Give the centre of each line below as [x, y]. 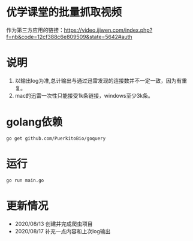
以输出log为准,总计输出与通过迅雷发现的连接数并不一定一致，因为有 [98, 80]
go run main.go [25, 180]
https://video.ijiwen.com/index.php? [108, 30]
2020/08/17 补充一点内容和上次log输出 [63, 231]
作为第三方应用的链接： [35, 30]
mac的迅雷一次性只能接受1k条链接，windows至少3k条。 [84, 95]
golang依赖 [34, 122]
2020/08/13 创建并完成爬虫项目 [54, 224]
